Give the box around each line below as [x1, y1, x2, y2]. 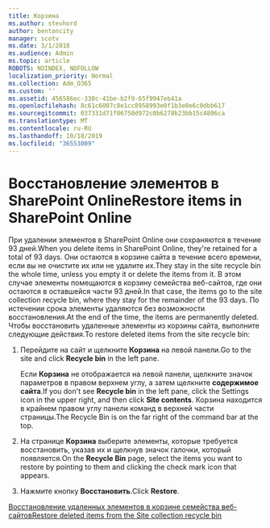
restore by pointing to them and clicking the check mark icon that [19, 462, 237, 472]
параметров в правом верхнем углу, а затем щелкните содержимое [19, 378, 260, 388]
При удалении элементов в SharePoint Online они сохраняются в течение [8, 235, 262, 245]
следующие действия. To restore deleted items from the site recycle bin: [8, 329, 251, 339]
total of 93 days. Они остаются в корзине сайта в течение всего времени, [8, 252, 262, 262]
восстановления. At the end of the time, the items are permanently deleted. [8, 312, 260, 322]
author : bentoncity [8, 27, 74, 35]
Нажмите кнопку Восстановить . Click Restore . [19, 486, 180, 497]
